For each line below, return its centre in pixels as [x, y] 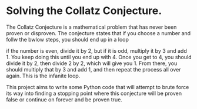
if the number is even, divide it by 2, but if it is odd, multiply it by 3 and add [96, 50]
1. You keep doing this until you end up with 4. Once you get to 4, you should [99, 57]
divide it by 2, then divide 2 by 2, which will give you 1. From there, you [92, 63]
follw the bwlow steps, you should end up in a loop [68, 39]
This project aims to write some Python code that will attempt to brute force [98, 87]
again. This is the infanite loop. [43, 76]
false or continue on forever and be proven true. [64, 99]
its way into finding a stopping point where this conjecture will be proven [94, 93]
